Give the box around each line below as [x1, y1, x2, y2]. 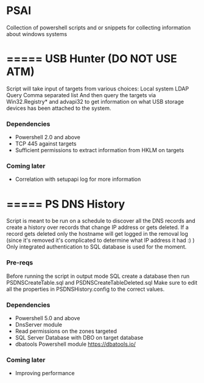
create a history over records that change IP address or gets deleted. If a [6, 224, 189, 231]
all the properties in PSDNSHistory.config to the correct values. [6, 285, 165, 293]
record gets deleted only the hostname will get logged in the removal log [6, 230, 189, 238]
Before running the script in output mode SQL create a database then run [6, 272, 190, 280]
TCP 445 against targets [15, 140, 77, 147]
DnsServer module [15, 321, 63, 328]
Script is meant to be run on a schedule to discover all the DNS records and [6, 217, 196, 225]
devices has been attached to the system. [6, 104, 111, 112]
